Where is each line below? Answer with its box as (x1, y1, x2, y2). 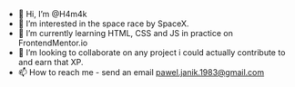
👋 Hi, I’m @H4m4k (17, 9, 87, 19)
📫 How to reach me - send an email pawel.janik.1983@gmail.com (17, 67, 265, 77)
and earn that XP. (17, 57, 84, 67)
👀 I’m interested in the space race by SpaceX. (17, 18, 189, 29)
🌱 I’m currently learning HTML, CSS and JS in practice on (17, 28, 234, 38)
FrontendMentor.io (17, 37, 88, 48)
